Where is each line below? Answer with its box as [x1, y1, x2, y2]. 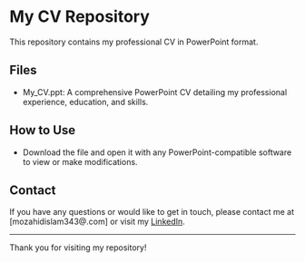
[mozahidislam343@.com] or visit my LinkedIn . [9, 216, 186, 228]
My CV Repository [9, 6, 150, 27]
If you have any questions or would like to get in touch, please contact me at [9, 207, 295, 218]
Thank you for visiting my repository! [9, 242, 147, 253]
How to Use [9, 122, 76, 138]
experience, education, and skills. [22, 96, 149, 107]
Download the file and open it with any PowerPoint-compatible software [22, 147, 292, 158]
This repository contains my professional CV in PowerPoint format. [9, 36, 259, 47]
